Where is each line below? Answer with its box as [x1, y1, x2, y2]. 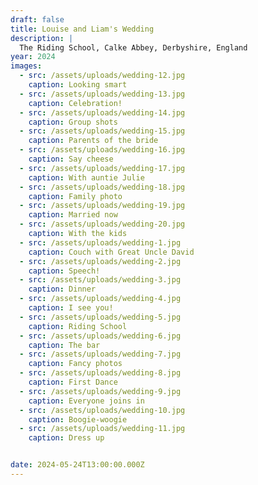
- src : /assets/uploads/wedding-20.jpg [19, 219, 186, 230]
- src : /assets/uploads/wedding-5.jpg [19, 312, 182, 322]
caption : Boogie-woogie [28, 414, 128, 425]
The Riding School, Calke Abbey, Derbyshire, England [19, 42, 248, 53]
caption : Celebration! [28, 98, 123, 108]
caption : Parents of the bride [28, 136, 159, 146]
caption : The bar [28, 340, 101, 350]
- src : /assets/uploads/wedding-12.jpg [19, 71, 186, 81]
